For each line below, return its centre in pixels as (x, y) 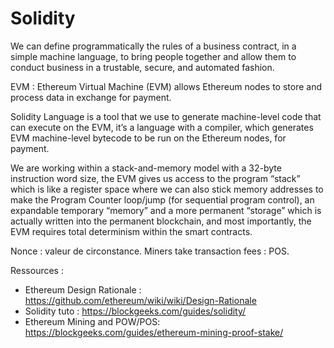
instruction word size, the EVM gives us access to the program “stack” (155, 178)
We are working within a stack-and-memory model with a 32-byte (146, 168)
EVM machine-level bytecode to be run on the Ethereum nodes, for (148, 138)
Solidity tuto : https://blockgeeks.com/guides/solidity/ (135, 311)
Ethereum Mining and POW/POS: (92, 321)
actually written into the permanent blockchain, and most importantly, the (161, 221)
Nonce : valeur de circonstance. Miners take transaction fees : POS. (150, 251)
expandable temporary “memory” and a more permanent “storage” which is (166, 210)
